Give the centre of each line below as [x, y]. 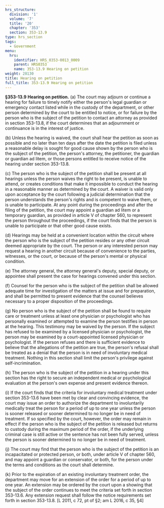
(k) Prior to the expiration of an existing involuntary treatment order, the [77, 474]
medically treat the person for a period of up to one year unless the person [80, 408]
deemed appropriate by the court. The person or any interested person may [82, 245]
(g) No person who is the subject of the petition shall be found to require [78, 311]
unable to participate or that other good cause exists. [59, 225]
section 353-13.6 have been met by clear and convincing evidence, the [77, 398]
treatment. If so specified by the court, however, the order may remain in [78, 418]
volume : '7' [22, 19]
